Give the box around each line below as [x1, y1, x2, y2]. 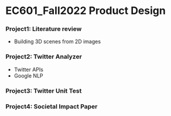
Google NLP [13, 72, 43, 79]
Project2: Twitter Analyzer [5, 52, 83, 61]
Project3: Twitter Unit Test [5, 86, 82, 94]
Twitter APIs [13, 66, 43, 73]
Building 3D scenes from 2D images [13, 38, 101, 45]
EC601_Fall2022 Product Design [5, 4, 166, 17]
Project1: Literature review [5, 25, 82, 33]
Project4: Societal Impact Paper [5, 102, 98, 110]
